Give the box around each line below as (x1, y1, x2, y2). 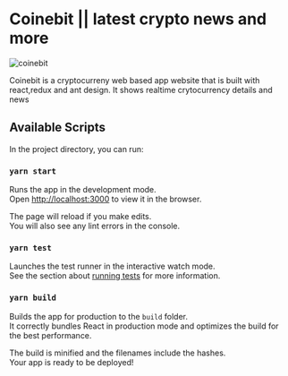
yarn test (9, 243, 52, 252)
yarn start (9, 166, 56, 176)
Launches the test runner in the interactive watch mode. (9, 261, 216, 272)
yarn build (9, 293, 56, 303)
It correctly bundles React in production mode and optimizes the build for (9, 320, 279, 331)
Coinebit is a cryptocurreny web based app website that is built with (9, 74, 260, 85)
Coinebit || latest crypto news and (9, 9, 267, 30)
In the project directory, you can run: (9, 143, 144, 154)
